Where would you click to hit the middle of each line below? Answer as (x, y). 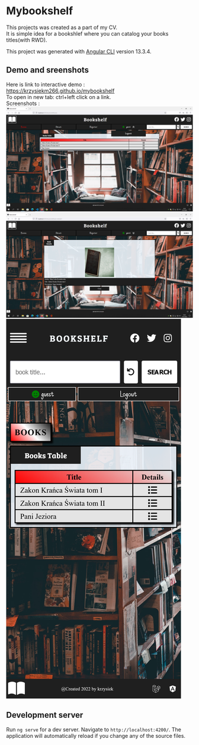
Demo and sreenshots (48, 70)
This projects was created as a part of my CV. (62, 27)
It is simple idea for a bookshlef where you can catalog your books (87, 33)
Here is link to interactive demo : (46, 84)
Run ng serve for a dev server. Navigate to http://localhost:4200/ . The (94, 729)
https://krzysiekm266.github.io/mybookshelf (60, 91)
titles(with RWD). (27, 40)
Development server (45, 715)
